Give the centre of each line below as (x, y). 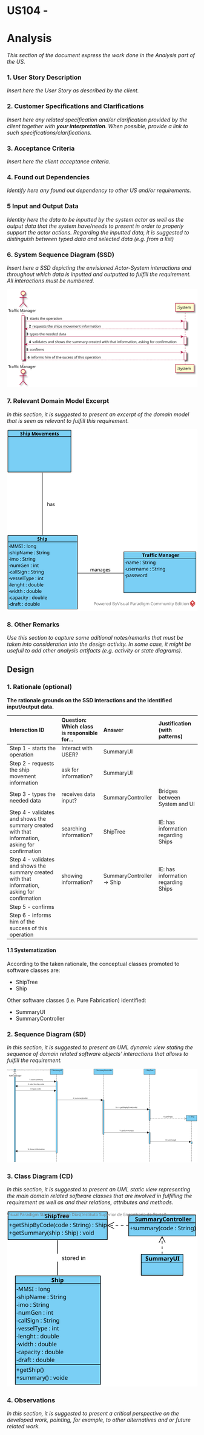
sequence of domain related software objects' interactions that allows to (98, 1053)
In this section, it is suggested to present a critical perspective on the (93, 1414)
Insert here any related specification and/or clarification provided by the (97, 120)
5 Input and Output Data (43, 206)
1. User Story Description (44, 78)
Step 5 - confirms (32, 906)
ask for (70, 770)
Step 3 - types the (33, 794)
